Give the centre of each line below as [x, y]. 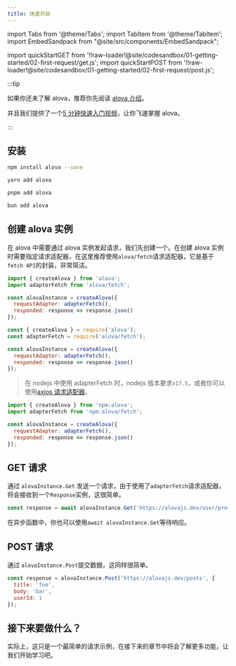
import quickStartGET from [46, 55]
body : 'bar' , [33, 591]
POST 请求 [31, 547]
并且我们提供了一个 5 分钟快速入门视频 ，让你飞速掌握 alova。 [96, 113]
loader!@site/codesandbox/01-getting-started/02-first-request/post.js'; [111, 70]
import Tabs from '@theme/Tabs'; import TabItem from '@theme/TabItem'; [115, 34]
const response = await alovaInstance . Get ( [72, 508]
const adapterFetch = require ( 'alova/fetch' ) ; [77, 336]
